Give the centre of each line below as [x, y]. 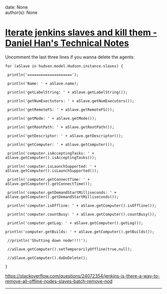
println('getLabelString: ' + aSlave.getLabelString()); [67, 92]
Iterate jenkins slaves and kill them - [81, 33]
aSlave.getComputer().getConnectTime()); [49, 184]
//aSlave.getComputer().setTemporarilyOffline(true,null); [70, 249]
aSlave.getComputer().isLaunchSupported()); [52, 171]
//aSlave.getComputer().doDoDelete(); [47, 258]
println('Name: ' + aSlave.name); [43, 83]
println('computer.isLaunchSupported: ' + [52, 166]
